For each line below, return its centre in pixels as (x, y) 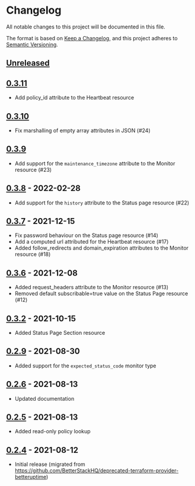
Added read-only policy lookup (52, 431)
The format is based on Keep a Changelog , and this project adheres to (92, 38)
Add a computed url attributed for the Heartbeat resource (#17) (92, 242)
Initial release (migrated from (50, 464)
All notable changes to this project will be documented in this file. (86, 27)
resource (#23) (33, 170)
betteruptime (31, 477)
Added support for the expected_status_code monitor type (85, 366)
